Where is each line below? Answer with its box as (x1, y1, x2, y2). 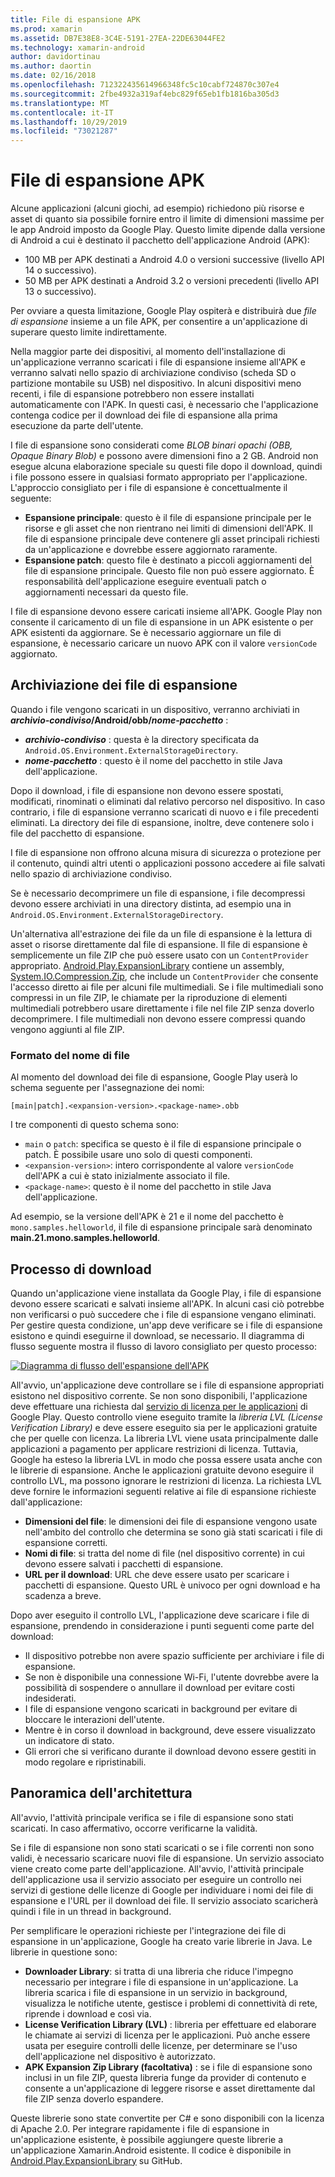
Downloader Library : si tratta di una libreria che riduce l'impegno (24, 1965, 294, 1977)
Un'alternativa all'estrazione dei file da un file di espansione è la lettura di (10, 927, 313, 940)
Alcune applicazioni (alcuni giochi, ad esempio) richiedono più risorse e (10, 202, 305, 215)
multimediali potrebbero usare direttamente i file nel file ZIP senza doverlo (10, 1002, 315, 1014)
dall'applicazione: (10, 1496, 83, 1508)
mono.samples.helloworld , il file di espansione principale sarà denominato (10, 1221, 313, 1233)
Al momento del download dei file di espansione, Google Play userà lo (10, 1071, 298, 1083)
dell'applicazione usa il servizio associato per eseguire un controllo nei (10, 1873, 302, 1885)
